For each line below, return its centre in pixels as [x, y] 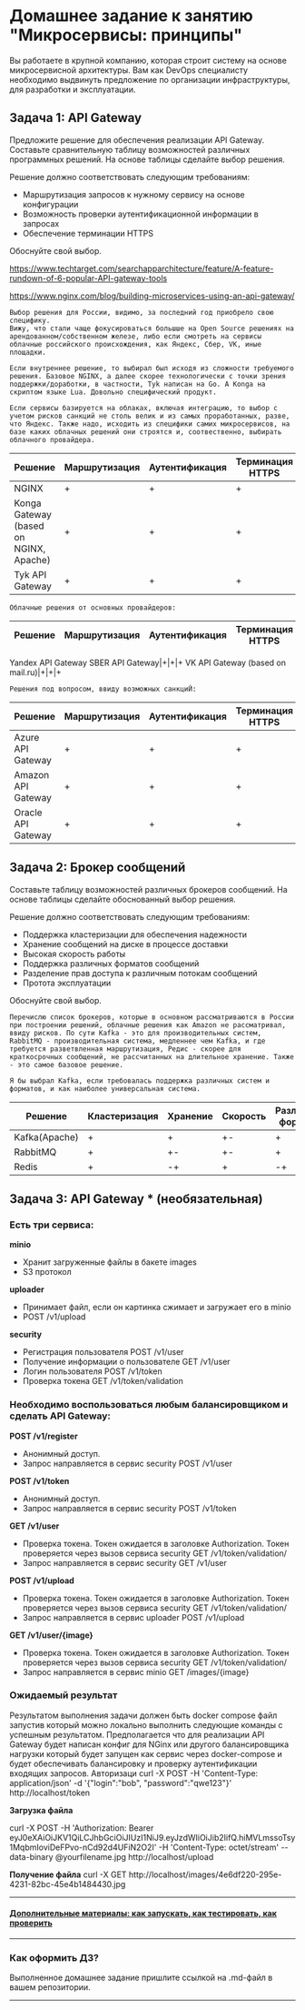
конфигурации [50, 204]
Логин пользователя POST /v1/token [93, 1371]
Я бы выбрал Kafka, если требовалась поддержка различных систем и [140, 1081]
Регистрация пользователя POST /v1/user [103, 1352]
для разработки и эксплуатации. [73, 89]
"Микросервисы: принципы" [126, 35]
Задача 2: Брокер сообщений [98, 868]
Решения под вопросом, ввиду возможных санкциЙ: [103, 689]
